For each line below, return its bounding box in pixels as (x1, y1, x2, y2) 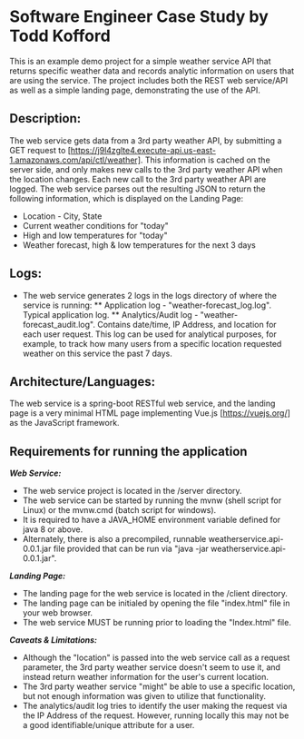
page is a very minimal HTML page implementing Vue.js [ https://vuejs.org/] (9, 408, 290, 419)
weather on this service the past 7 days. (22, 348, 172, 359)
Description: (9, 111, 82, 126)
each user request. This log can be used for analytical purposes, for (22, 329, 277, 340)
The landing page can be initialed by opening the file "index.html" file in (22, 597, 290, 609)
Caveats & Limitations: (9, 635, 98, 645)
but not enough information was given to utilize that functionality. (22, 691, 266, 702)
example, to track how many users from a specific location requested (22, 338, 282, 349)
